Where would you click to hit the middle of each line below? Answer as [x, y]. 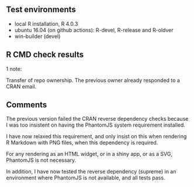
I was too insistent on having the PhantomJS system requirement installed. [96, 125]
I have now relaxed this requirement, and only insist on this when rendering [96, 137]
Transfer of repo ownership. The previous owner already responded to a [93, 80]
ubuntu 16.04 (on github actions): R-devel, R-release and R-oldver [94, 30]
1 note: [14, 69]
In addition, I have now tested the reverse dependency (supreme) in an [91, 172]
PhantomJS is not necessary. [41, 160]
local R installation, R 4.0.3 [46, 23]
